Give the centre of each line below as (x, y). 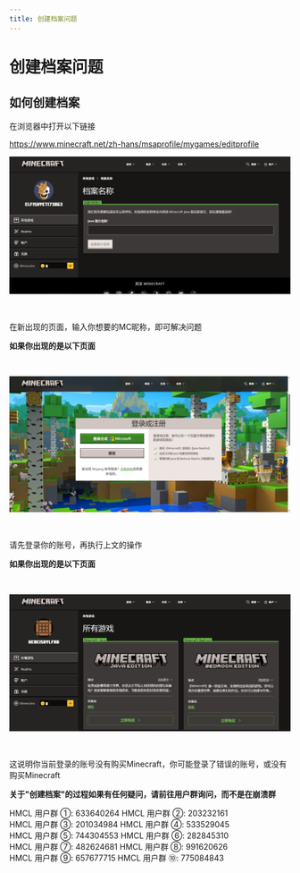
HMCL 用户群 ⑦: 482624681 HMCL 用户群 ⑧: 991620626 (119, 847)
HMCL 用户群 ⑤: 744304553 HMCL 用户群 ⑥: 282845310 (119, 835)
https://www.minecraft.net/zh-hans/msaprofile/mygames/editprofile (134, 144)
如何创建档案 (45, 103)
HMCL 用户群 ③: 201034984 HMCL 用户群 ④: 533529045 (120, 825)
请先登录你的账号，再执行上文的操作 (76, 545)
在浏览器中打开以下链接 (52, 126)
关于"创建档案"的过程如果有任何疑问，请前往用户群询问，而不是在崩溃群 (143, 794)
